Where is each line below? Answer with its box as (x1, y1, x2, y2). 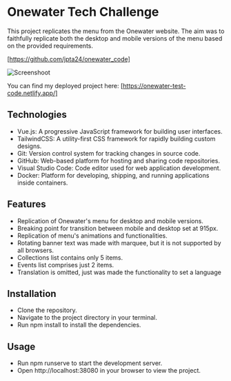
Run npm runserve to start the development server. (17, 359, 163, 367)
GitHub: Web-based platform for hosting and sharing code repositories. (17, 156, 221, 165)
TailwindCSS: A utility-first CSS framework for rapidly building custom (17, 134, 216, 143)
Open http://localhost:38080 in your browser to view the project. (17, 367, 201, 375)
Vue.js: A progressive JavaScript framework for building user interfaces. (17, 127, 223, 135)
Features (7, 198, 46, 210)
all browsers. (17, 246, 54, 254)
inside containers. (17, 178, 68, 187)
